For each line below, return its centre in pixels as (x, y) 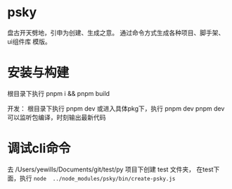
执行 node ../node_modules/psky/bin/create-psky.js (97, 178)
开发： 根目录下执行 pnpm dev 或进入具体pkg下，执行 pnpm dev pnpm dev (116, 108)
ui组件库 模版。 (29, 41)
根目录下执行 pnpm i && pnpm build (59, 93)
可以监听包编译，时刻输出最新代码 (57, 117)
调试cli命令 (39, 148)
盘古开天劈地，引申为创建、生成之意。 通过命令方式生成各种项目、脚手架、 (116, 32)
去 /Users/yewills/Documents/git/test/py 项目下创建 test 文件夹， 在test (110, 169)
